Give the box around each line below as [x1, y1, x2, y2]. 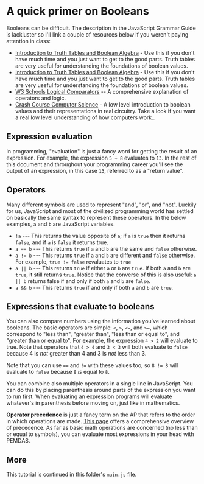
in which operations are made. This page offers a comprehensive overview [6, 418, 194, 425]
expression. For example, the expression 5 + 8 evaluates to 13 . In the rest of [6, 154, 197, 161]
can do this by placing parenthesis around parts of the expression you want [6, 387, 196, 394]
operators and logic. [15, 94, 66, 102]
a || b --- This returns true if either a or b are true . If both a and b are [15, 264, 191, 272]
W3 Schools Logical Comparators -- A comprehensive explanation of [15, 88, 189, 95]
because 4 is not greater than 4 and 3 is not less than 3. [6, 350, 147, 357]
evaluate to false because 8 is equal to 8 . [6, 368, 110, 376]
